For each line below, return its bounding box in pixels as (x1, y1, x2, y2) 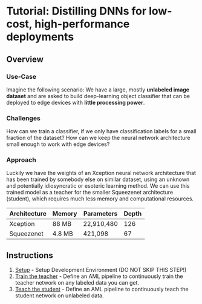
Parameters (83, 210, 118, 218)
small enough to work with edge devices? (6, 140, 110, 148)
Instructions (6, 250, 53, 260)
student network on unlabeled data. (15, 292, 104, 299)
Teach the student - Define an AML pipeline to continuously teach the (15, 286, 189, 293)
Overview (6, 54, 44, 64)
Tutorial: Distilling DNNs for (6, 4, 147, 18)
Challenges (6, 114, 41, 122)
